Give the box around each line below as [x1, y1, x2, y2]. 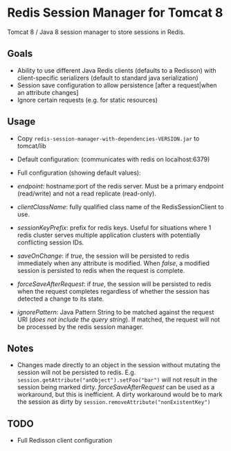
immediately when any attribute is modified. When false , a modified [17, 258, 210, 267]
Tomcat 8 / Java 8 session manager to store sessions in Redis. [7, 28, 185, 36]
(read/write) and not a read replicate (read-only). [17, 189, 157, 197]
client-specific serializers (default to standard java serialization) [17, 73, 198, 82]
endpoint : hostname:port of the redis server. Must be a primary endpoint [17, 182, 224, 190]
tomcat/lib [17, 141, 46, 150]
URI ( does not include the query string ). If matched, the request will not [17, 315, 220, 324]
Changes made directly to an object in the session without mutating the [17, 361, 221, 369]
